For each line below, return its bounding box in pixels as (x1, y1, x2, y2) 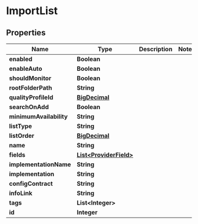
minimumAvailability (9, 113, 68, 120)
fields (9, 151, 25, 159)
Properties (6, 28, 46, 38)
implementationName (9, 160, 71, 169)
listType (9, 122, 32, 130)
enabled (9, 55, 32, 63)
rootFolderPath (9, 84, 52, 92)
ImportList (6, 4, 58, 18)
